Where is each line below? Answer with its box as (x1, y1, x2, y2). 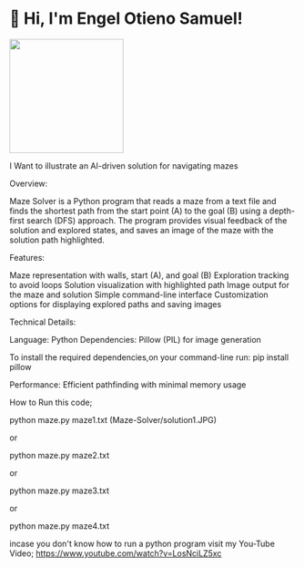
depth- (269, 205, 296, 216)
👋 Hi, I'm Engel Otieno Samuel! (9, 8, 243, 29)
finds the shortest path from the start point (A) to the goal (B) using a (9, 205, 268, 216)
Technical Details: (9, 316, 76, 327)
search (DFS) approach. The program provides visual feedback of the (25, 214, 288, 226)
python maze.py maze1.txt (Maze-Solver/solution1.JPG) (9, 414, 217, 425)
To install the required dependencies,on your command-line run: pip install (9, 351, 289, 363)
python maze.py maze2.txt (9, 449, 110, 460)
